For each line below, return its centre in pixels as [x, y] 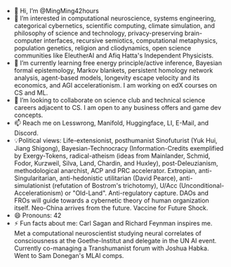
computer [28, 41]
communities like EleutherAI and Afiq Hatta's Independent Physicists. [114, 55]
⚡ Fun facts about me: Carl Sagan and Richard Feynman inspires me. [113, 223]
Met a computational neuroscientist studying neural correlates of [107, 233]
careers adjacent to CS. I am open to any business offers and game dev [118, 108]
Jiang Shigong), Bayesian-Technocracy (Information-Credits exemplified [119, 148]
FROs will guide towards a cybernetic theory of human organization [111, 200]
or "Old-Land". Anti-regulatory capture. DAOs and [137, 193]
